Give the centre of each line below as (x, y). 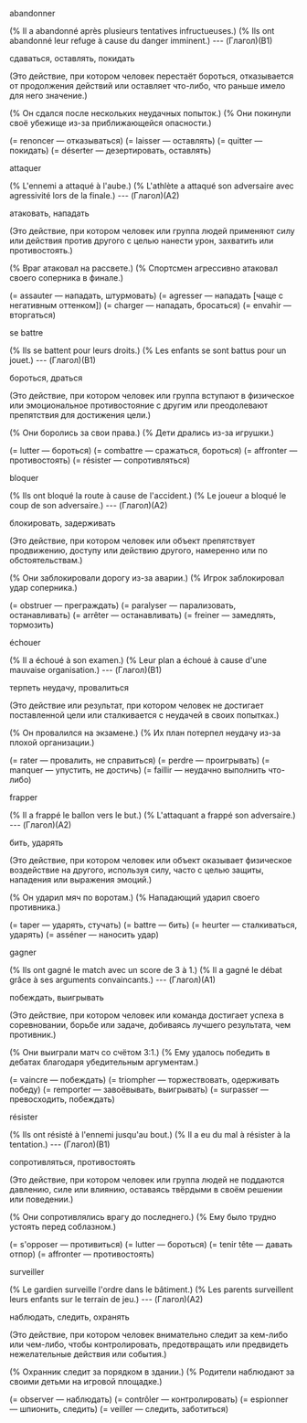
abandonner (32, 13)
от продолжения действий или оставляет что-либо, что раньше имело (148, 86)
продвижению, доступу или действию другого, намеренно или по (138, 551)
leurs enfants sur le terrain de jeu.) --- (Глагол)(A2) (106, 1299)
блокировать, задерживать (63, 523)
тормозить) (32, 625)
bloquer (24, 478)
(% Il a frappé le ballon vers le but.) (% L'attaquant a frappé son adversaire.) (153, 815)
